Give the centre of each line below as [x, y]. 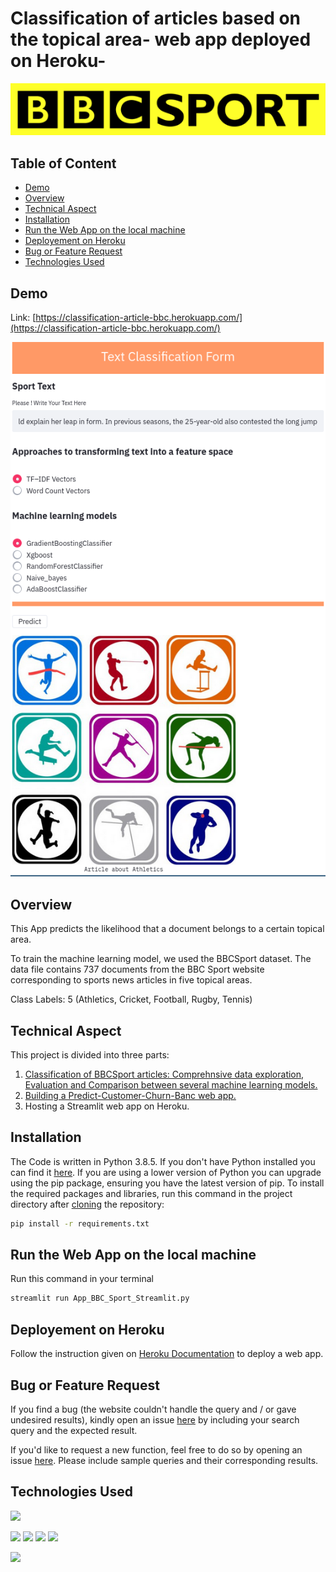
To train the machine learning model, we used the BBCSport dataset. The [161, 959]
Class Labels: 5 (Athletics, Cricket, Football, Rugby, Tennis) [131, 999]
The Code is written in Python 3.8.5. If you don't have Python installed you [163, 1161]
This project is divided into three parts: [90, 1054]
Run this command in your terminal [82, 1279]
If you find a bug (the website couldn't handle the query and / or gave [153, 1409]
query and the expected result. [74, 1430]
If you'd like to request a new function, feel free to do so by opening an [156, 1449]
